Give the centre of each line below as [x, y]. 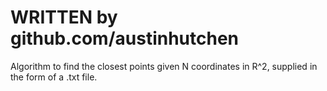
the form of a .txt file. [54, 77]
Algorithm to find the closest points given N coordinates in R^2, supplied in [164, 66]
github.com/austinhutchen [125, 38]
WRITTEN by [64, 17]
